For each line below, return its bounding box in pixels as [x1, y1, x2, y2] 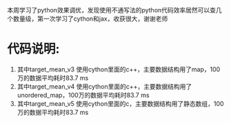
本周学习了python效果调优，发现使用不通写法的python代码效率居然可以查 [7, 6, 216, 14]
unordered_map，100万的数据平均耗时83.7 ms [17, 91, 150, 99]
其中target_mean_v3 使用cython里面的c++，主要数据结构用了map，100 [17, 65, 221, 74]
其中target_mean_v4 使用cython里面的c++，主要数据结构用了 [17, 82, 192, 91]
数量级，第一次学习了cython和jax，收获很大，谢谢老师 [12, 14, 168, 23]
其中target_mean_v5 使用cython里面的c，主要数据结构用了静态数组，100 [17, 99, 224, 108]
